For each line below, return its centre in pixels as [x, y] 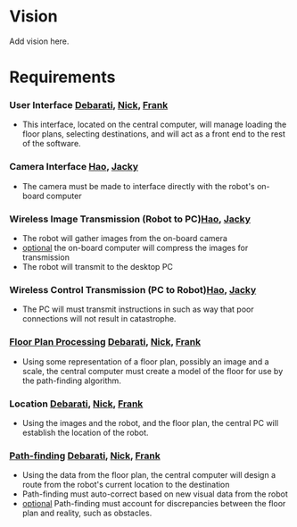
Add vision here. [39, 41]
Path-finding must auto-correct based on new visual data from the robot [155, 494]
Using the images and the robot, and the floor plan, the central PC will [150, 422]
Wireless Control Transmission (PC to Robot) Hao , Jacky [133, 289]
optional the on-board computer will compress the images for [135, 248]
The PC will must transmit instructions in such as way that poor [138, 309]
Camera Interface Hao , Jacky [74, 167]
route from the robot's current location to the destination [126, 485]
